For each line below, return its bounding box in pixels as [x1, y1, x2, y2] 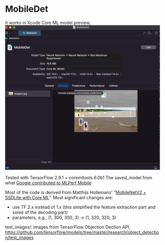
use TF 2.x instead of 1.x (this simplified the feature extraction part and [12, 204, 156, 210]
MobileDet [5, 3, 48, 15]
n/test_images [5, 235, 34, 241]
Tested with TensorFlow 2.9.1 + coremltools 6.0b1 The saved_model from [5, 175, 152, 181]
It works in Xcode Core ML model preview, [5, 20, 91, 26]
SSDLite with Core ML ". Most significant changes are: [5, 195, 113, 201]
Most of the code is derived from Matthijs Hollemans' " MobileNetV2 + [5, 190, 146, 195]
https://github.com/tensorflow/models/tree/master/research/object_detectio [5, 229, 159, 235]
